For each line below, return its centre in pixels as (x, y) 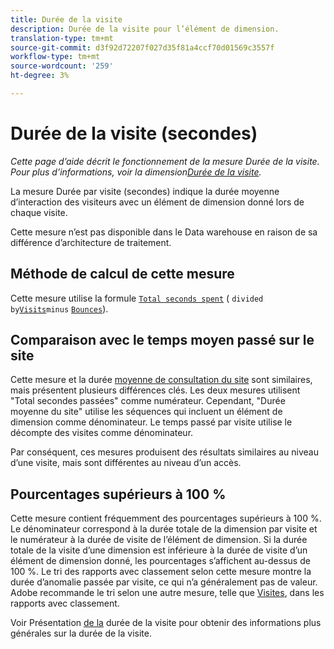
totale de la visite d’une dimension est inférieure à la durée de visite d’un (159, 550)
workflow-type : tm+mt (55, 57)
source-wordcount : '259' (62, 66)
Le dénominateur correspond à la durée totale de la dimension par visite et (164, 529)
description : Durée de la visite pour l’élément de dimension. (145, 29)
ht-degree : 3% (40, 76)
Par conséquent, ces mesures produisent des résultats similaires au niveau (164, 452)
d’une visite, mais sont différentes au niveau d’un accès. (126, 463)
